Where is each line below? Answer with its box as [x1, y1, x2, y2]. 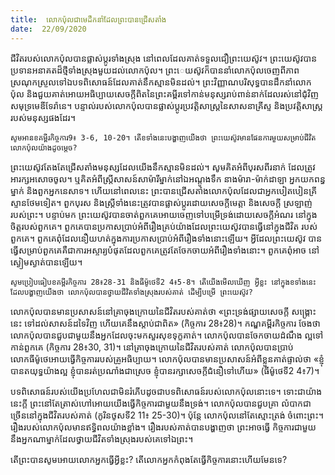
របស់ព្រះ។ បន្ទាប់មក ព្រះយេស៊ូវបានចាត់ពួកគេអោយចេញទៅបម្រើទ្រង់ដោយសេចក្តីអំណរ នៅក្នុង [10, 208, 318, 220]
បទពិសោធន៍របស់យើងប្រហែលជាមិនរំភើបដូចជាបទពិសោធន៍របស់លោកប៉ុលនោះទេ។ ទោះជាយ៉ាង [10, 385, 323, 397]
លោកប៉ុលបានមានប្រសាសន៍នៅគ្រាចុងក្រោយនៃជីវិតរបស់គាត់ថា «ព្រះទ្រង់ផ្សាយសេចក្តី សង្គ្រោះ [10, 305, 317, 317]
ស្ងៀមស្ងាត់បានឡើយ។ [10, 256, 83, 268]
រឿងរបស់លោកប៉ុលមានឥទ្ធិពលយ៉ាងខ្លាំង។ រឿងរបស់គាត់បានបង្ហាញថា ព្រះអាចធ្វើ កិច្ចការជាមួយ [10, 421, 317, 433]
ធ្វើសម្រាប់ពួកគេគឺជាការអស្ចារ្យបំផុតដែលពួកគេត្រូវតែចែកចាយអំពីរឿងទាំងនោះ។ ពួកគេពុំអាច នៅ [10, 244, 320, 256]
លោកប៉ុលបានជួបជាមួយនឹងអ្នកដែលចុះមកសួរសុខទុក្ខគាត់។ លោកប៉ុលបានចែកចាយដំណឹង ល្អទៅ [10, 329, 324, 341]
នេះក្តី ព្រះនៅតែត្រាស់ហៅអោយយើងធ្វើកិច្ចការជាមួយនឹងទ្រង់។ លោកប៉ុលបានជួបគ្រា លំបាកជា [10, 397, 312, 409]
